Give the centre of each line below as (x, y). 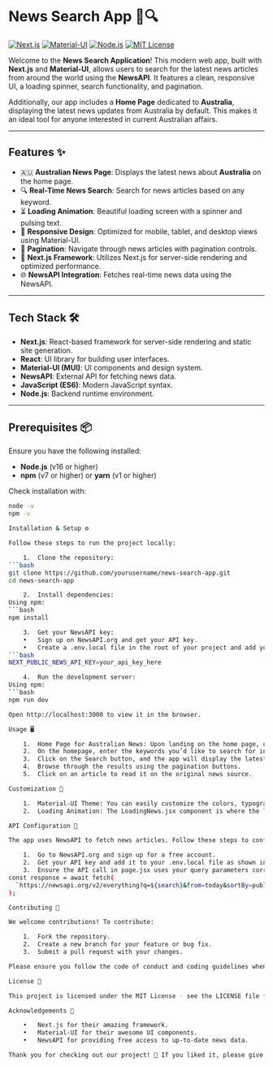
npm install (28, 618)
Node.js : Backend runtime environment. (87, 393)
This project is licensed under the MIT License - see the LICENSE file (134, 996)
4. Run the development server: (80, 677)
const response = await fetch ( (61, 878)
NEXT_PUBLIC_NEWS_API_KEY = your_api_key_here (85, 663)
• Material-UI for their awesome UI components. (110, 1033)
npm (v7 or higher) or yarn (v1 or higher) (88, 475)
